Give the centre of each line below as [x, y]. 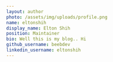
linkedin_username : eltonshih [44, 50]
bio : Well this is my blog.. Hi [46, 39]
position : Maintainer [33, 34]
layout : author [25, 12]
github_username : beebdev [38, 45]
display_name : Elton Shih [38, 28]
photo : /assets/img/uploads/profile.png [57, 17]
